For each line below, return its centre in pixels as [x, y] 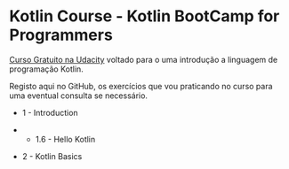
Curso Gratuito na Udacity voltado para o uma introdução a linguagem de [144, 59]
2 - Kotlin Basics [52, 156]
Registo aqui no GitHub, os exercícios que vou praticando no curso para [141, 86]
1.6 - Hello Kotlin [65, 139]
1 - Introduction [50, 112]
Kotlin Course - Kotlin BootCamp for [144, 16]
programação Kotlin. [47, 69]
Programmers [61, 35]
